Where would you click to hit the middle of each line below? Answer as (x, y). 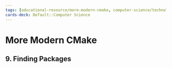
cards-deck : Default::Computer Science (48, 15)
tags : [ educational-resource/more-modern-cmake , (58, 10)
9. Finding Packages (38, 59)
